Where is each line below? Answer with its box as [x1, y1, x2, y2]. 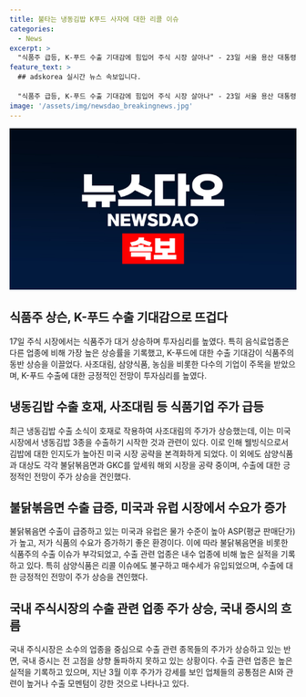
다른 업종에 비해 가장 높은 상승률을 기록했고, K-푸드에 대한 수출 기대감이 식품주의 [9, 347, 294, 358]
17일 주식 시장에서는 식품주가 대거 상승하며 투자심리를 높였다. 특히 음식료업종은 [9, 336, 290, 347]
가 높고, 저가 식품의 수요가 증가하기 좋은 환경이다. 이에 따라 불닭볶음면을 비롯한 [9, 537, 289, 548]
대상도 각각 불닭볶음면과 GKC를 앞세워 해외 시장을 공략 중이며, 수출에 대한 [18, 459, 281, 470]
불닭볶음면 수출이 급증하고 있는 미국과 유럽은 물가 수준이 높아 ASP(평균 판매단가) [9, 525, 296, 537]
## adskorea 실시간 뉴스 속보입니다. [17, 73, 142, 82]
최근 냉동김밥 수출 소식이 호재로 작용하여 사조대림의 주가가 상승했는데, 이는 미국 [9, 425, 291, 436]
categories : [9, 24, 55, 34]
